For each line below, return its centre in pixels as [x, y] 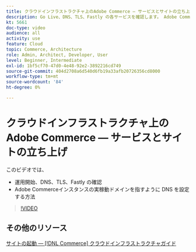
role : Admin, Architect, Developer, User [57, 55]
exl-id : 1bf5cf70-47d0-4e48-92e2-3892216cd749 [64, 66]
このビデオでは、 [27, 169]
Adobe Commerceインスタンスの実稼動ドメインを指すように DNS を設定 [102, 189]
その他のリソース [36, 228]
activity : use [23, 38]
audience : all [23, 33]
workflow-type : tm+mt [32, 76]
